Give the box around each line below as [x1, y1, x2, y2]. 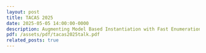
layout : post [6, 9, 40, 15]
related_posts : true [6, 37, 59, 43]
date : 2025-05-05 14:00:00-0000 [6, 20, 89, 26]
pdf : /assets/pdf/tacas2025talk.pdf [6, 32, 100, 38]
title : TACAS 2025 [6, 15, 53, 21]
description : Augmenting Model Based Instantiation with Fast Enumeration [6, 26, 202, 32]
